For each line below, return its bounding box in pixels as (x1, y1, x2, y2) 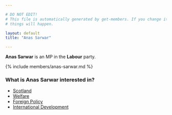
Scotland (12, 88, 32, 94)
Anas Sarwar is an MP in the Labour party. (5, 54, 96, 60)
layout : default (5, 31, 40, 36)
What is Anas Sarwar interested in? (5, 76, 95, 83)
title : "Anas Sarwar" (5, 35, 52, 41)
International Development (12, 104, 69, 110)
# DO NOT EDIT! (5, 12, 38, 17)
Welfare (12, 93, 30, 99)
